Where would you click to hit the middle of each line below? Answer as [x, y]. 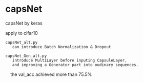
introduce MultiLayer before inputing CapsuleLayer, [69, 60]
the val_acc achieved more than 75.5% [51, 74]
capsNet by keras [24, 23]
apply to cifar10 [22, 33]
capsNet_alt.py [22, 42]
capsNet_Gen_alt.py [26, 56]
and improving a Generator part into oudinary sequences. [75, 65]
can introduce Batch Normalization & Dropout [62, 47]
